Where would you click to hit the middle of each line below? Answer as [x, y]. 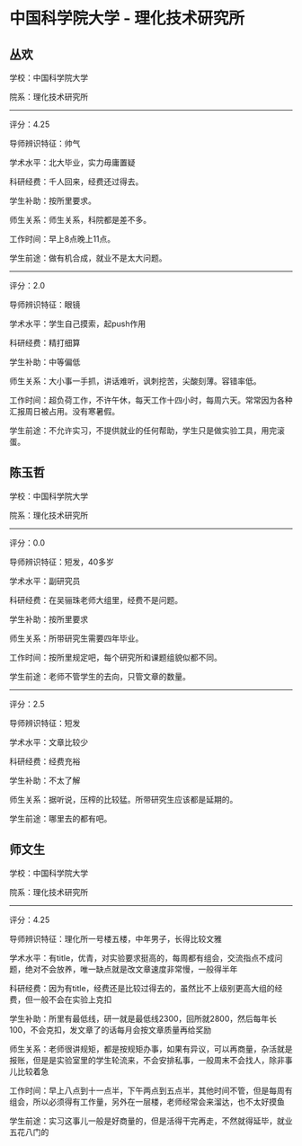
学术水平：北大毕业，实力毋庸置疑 [72, 162]
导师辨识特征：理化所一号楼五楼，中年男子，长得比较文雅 [115, 938]
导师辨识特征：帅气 [45, 143]
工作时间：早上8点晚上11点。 [62, 239]
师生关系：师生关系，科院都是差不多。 [80, 220]
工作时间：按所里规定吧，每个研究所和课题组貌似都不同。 [115, 657]
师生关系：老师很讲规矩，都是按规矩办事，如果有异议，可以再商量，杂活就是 [151, 1049]
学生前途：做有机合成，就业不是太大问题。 [88, 258]
